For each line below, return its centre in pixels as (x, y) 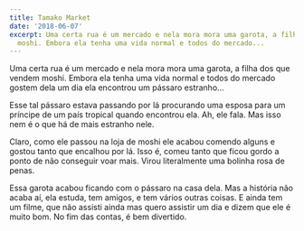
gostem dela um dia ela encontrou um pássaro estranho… (117, 88)
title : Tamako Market (50, 18)
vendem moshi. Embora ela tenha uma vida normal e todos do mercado (142, 79)
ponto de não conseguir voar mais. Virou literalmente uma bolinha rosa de (147, 161)
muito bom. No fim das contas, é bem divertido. (98, 217)
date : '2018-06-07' (46, 26)
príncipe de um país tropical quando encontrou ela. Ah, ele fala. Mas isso (146, 115)
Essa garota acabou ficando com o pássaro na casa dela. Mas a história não (152, 188)
